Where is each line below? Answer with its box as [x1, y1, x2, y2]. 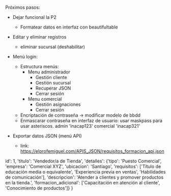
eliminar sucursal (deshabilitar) [20, 44, 85, 50]
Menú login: [12, 53, 38, 60]
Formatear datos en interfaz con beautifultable [20, 24, 118, 30]
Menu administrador [27, 69, 70, 75]
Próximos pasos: [5, 5, 40, 10]
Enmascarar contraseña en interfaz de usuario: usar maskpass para [20, 118, 163, 124]
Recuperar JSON [35, 85, 71, 91]
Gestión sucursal [35, 80, 71, 86]
